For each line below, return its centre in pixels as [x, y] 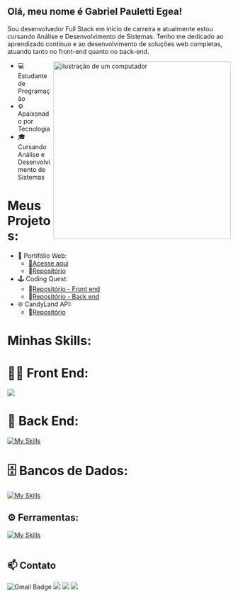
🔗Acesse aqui [48, 263]
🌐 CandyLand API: [45, 304]
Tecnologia [34, 129]
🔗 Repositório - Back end [64, 296]
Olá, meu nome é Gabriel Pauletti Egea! [95, 12]
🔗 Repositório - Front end [64, 289]
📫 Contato [32, 565]
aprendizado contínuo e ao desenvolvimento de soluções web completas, [115, 44]
